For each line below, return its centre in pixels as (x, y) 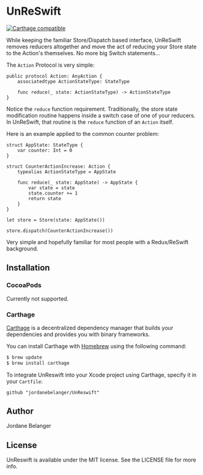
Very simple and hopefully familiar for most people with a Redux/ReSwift (98, 242)
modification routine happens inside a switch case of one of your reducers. (101, 115)
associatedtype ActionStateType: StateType (74, 81)
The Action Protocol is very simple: (50, 65)
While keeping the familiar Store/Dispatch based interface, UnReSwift (94, 40)
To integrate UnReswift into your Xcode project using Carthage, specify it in (102, 375)
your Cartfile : (24, 381)
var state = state (52, 188)
